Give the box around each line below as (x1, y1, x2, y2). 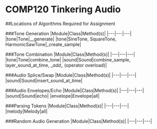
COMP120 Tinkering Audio (5, 4, 121, 15)
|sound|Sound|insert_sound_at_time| (5, 77, 83, 83)
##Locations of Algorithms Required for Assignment (5, 20, 115, 27)
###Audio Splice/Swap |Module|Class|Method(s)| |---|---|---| (5, 72, 137, 78)
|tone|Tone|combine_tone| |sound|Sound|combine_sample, (5, 56, 131, 62)
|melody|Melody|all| (5, 108, 48, 114)
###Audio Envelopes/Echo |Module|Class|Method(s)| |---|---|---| (5, 87, 145, 93)
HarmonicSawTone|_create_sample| (5, 41, 81, 47)
